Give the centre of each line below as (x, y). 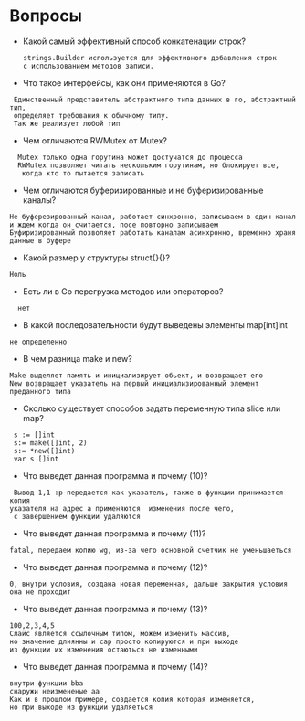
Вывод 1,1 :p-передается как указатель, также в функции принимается (148, 493)
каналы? (39, 200)
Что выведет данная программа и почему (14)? (115, 666)
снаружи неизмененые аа (55, 691)
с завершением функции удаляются (77, 516)
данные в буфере (40, 240)
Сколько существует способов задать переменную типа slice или (152, 408)
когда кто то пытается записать (83, 173)
